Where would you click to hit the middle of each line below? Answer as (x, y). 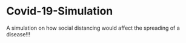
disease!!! (18, 34)
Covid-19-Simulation (60, 11)
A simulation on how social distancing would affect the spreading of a (93, 28)
